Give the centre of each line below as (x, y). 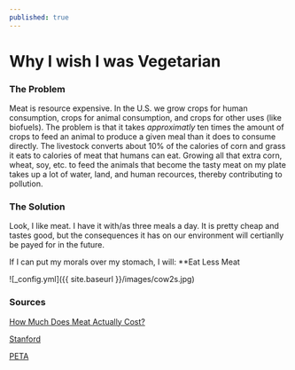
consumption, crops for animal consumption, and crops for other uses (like (145, 118)
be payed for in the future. (57, 245)
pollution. (26, 184)
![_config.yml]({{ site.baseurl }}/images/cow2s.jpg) (102, 279)
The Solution (37, 207)
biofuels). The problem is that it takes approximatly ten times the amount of (147, 127)
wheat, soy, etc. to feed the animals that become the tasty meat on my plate (147, 165)
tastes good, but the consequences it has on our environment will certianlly (147, 235)
